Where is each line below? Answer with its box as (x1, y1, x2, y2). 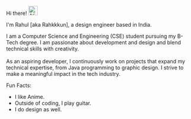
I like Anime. (14, 94, 45, 100)
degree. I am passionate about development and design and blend (20, 39, 182, 46)
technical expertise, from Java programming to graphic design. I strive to (6, 64, 184, 71)
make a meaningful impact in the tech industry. (6, 70, 121, 77)
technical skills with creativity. (6, 45, 79, 52)
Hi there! (6, 9, 27, 17)
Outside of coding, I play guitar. (14, 99, 92, 107)
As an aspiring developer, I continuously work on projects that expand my (6, 58, 185, 65)
